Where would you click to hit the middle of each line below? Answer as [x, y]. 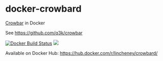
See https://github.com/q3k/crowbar [44, 33]
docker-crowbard [44, 9]
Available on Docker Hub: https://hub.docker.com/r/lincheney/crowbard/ [81, 53]
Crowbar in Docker [25, 23]
